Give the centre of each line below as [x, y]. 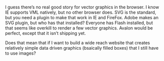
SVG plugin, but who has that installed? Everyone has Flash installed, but [79, 23]
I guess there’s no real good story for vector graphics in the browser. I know [82, 7]
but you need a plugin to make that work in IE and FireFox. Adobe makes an [82, 17]
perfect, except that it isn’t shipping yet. [46, 33]
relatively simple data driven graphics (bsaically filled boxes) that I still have [82, 48]
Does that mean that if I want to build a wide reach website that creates [78, 43]
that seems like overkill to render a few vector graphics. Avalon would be [79, 28]
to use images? [20, 53]
